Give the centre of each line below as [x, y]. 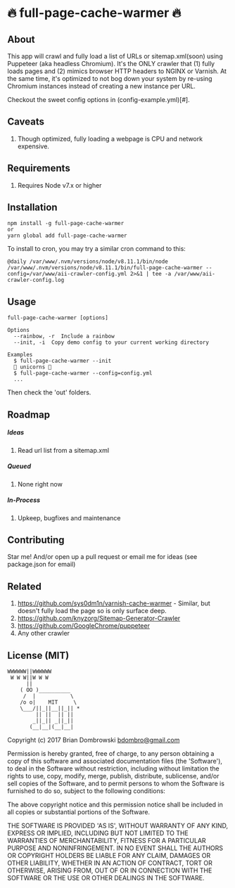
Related [25, 586]
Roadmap [29, 414]
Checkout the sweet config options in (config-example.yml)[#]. [99, 99]
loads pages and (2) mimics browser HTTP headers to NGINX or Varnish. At [117, 71]
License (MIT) [38, 655]
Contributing [36, 540]
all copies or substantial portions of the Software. [78, 812]
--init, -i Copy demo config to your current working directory [112, 342]
